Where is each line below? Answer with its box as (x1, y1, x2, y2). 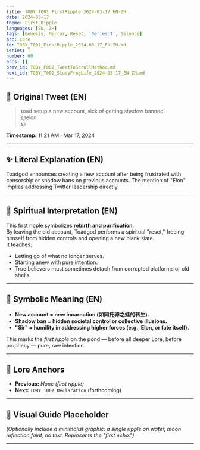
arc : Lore (6, 36, 31, 42)
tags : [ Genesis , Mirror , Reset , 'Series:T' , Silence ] (6, 31, 143, 37)
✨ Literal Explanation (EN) (6, 154, 104, 165)
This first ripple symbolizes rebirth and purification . (6, 222, 135, 229)
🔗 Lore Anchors (6, 364, 65, 374)
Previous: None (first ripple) (14, 380, 85, 387)
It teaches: (6, 241, 32, 248)
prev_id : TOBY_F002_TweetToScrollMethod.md (6, 64, 116, 70)
